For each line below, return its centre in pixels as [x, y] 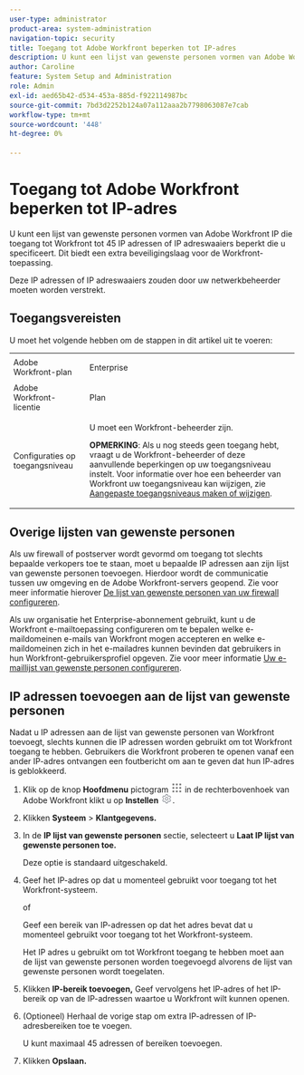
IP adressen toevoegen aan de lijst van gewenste [150, 697]
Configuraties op [44, 455]
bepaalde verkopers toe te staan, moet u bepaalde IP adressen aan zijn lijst [149, 564]
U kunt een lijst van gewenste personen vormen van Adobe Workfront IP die [151, 233]
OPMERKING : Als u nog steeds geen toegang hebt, [184, 445]
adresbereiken [49, 1026]
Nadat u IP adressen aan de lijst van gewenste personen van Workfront [142, 732]
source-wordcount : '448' [56, 124]
